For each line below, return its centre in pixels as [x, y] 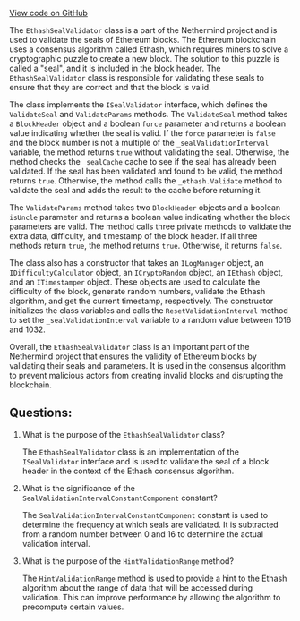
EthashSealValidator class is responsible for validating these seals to [137, 78]
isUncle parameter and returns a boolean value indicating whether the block [150, 217]
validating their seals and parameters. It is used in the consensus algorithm [148, 366]
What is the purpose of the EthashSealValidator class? [124, 434]
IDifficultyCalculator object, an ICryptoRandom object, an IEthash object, [146, 272]
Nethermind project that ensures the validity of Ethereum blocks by [133, 356]
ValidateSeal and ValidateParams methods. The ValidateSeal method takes [149, 114]
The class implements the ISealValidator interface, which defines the [138, 105]
